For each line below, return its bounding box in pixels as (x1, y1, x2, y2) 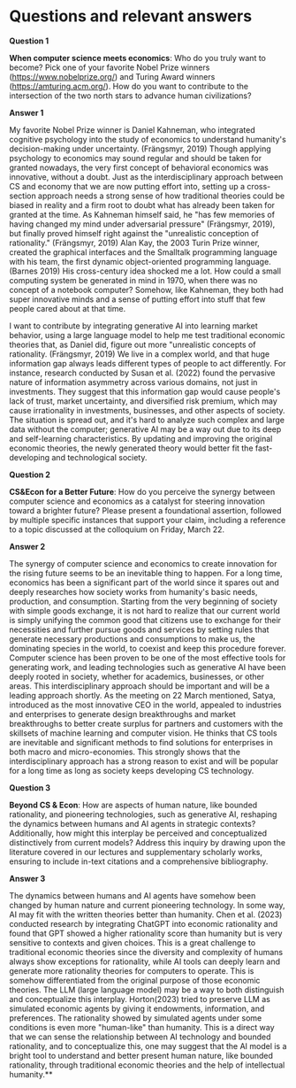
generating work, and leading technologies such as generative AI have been (9, 661, 286, 672)
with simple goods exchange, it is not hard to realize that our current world (9, 605, 281, 616)
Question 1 (9, 35, 49, 46)
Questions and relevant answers (9, 6, 253, 27)
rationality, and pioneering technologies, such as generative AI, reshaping (9, 808, 277, 820)
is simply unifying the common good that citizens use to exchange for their (9, 614, 281, 625)
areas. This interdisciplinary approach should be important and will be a (9, 680, 269, 691)
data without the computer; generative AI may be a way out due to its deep (9, 423, 282, 435)
